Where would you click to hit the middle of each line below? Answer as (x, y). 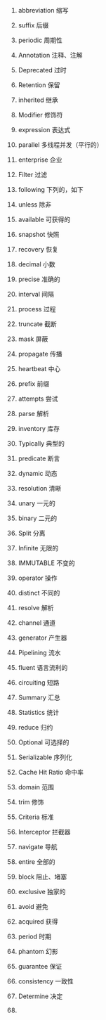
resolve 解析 (36, 608)
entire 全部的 (37, 862)
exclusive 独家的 (42, 892)
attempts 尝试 (38, 399)
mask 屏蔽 (33, 339)
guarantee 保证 (40, 966)
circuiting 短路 (39, 683)
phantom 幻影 (38, 951)
